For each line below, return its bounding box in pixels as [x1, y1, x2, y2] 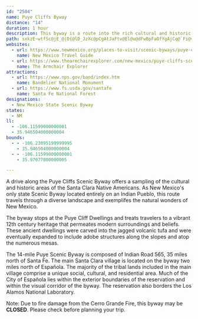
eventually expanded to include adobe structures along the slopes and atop [6, 234, 190, 241]
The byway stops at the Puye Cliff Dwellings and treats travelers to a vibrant [6, 215, 190, 222]
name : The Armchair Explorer [16, 63, 88, 70]
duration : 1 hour [6, 25, 49, 31]
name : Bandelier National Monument [16, 80, 104, 86]
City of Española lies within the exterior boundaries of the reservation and [6, 276, 186, 283]
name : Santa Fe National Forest [16, 91, 96, 97]
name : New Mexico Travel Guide [16, 52, 94, 58]
